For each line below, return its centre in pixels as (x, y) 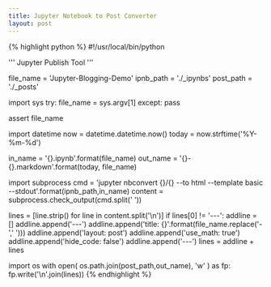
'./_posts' (23, 87)
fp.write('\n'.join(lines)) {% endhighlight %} (80, 274)
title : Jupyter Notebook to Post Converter (83, 16)
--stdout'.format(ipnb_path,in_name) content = (86, 191)
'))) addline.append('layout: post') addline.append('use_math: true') (128, 233)
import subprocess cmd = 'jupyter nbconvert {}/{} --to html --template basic (136, 182)
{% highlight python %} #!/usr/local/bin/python (87, 46)
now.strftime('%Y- (227, 134)
